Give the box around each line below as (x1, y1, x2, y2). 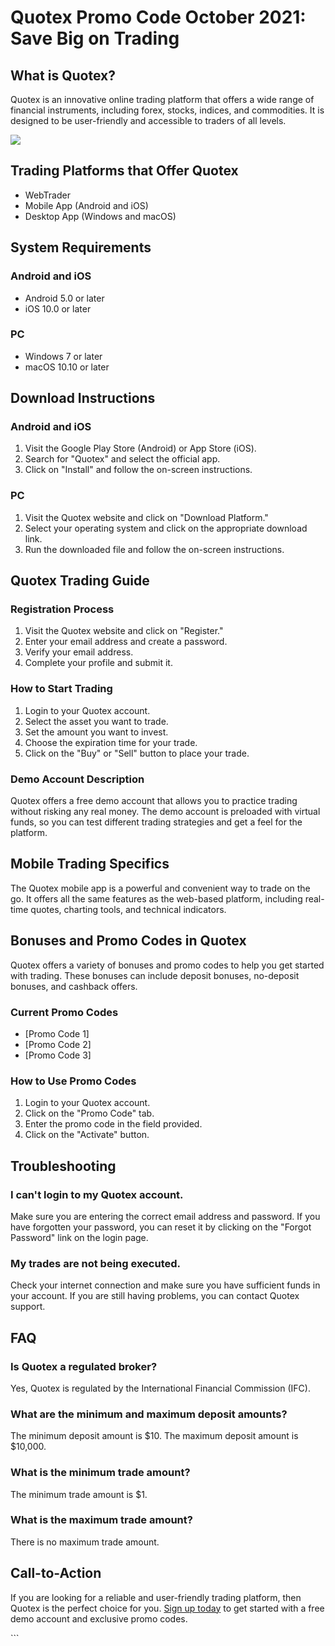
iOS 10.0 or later (24, 302, 92, 315)
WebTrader (24, 189, 71, 201)
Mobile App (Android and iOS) (24, 199, 149, 211)
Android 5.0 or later (24, 292, 105, 304)
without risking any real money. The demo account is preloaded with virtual (10, 806, 321, 818)
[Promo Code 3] (24, 1049, 92, 1061)
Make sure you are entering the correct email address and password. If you (10, 1210, 321, 1222)
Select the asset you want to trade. (24, 715, 169, 727)
